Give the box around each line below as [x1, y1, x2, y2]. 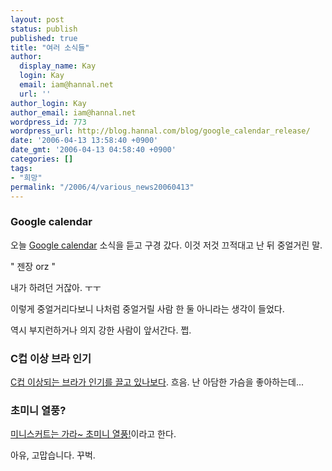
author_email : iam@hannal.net [10, 107, 137, 118]
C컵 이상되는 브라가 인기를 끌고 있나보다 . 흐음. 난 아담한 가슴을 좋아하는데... [10, 376, 305, 388]
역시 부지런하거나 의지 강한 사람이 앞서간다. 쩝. [10, 324, 192, 336]
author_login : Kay [10, 98, 87, 108]
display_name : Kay [19, 61, 97, 71]
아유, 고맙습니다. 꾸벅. [10, 449, 96, 461]
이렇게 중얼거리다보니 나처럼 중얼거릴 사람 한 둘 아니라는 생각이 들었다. [10, 302, 285, 315]
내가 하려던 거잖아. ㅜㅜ [10, 281, 102, 293]
